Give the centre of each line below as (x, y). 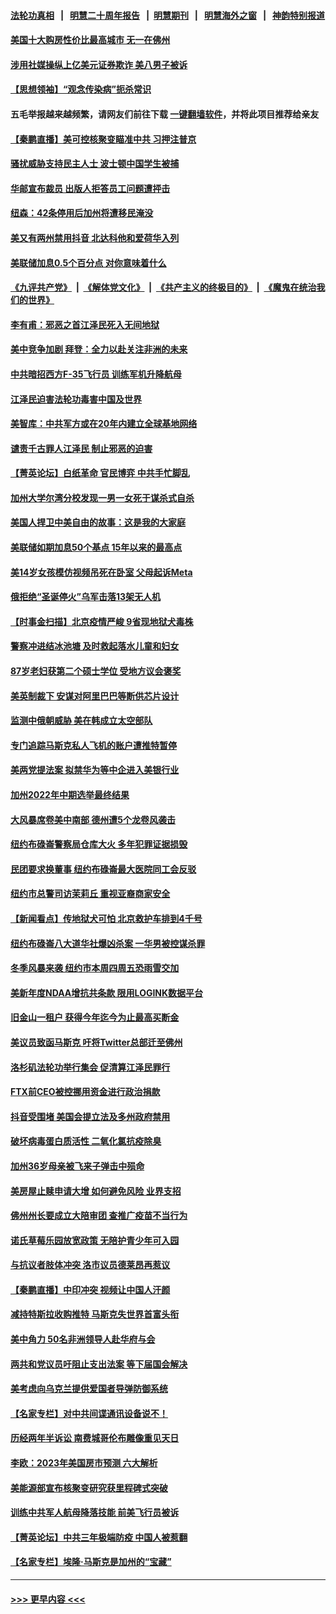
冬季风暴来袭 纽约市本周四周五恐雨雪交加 (95, 968)
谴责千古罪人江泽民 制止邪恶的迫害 (81, 448)
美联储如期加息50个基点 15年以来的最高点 (96, 547)
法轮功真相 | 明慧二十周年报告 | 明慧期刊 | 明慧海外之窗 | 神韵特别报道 (168, 15)
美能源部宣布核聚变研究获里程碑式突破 (89, 1487)
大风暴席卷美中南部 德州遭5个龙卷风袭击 (93, 819)
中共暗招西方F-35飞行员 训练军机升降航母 (96, 374)
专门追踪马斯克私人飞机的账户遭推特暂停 (93, 745)
